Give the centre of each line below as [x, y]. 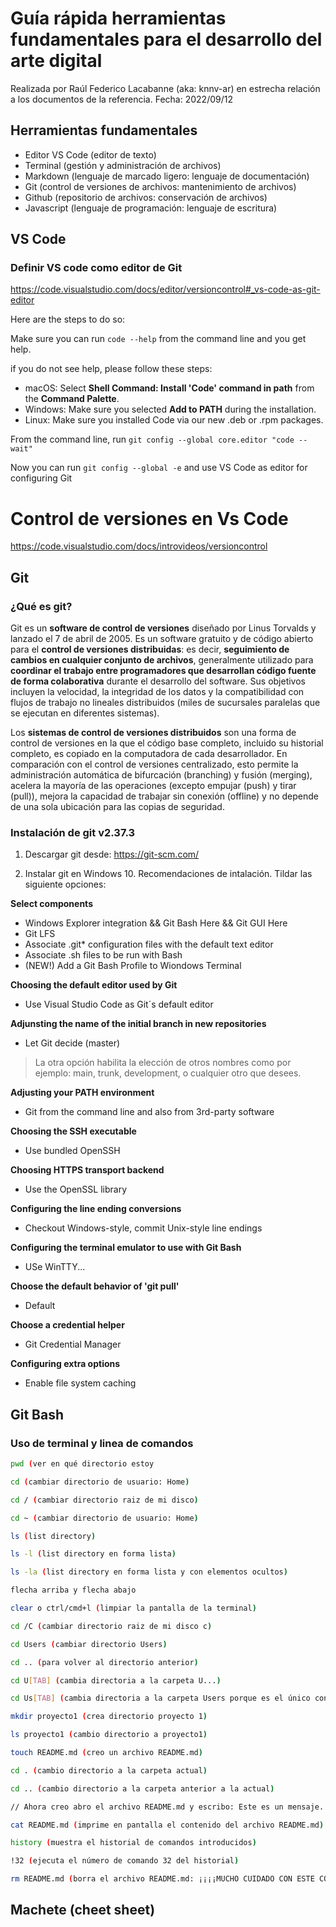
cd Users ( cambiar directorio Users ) [89, 1644]
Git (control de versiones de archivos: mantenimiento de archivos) [160, 186]
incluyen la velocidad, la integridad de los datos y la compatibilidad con [157, 692]
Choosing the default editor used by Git [94, 985]
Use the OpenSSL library [76, 1189]
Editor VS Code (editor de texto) [90, 154]
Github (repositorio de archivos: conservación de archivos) [146, 197]
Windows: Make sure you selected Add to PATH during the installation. [170, 409]
